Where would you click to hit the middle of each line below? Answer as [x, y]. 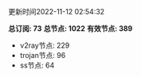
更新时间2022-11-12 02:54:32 [57, 12]
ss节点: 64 [37, 65]
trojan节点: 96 [43, 55]
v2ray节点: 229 [45, 45]
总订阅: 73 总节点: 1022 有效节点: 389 [70, 29]
